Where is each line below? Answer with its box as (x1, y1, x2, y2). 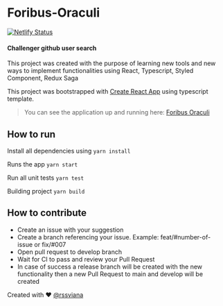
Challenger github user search (7, 44, 97, 52)
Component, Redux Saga (7, 74, 78, 83)
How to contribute (7, 207, 87, 219)
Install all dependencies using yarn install (7, 146, 131, 155)
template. (7, 95, 35, 103)
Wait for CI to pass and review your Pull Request (17, 255, 155, 263)
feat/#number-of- (160, 232, 211, 241)
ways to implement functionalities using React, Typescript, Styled (7, 67, 194, 75)
